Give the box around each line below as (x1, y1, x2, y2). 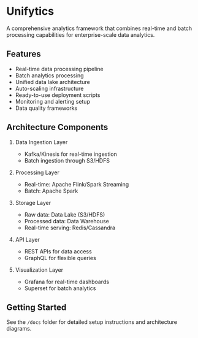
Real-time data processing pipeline (15, 65, 104, 72)
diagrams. (6, 325, 32, 332)
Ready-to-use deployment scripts (15, 91, 101, 99)
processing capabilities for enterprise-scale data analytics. (6, 31, 155, 38)
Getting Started (6, 302, 67, 312)
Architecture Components (6, 122, 109, 133)
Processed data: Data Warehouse (24, 217, 109, 225)
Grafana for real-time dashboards (24, 278, 109, 285)
